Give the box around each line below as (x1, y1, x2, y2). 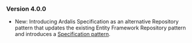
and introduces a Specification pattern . (14, 31, 111, 38)
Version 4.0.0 (6, 5, 46, 13)
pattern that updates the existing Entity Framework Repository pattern (14, 24, 186, 31)
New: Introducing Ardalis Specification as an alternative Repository (14, 18, 179, 25)
